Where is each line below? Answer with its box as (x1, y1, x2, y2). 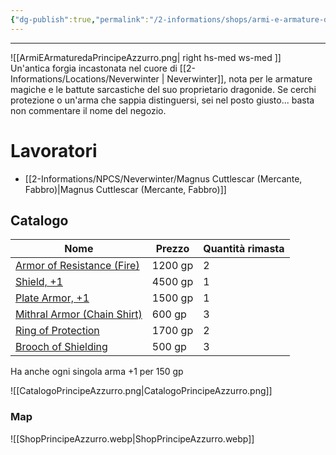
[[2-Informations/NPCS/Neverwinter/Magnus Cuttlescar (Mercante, (24, 172, 303, 185)
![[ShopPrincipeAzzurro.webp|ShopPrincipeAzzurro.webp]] (10, 432, 255, 445)
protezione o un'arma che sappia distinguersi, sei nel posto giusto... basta (10, 94, 315, 106)
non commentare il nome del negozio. (10, 104, 167, 116)
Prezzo (155, 242, 190, 256)
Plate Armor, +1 (15, 291, 90, 305)
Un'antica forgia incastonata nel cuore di (10, 62, 178, 74)
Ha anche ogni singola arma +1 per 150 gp (10, 366, 184, 378)
